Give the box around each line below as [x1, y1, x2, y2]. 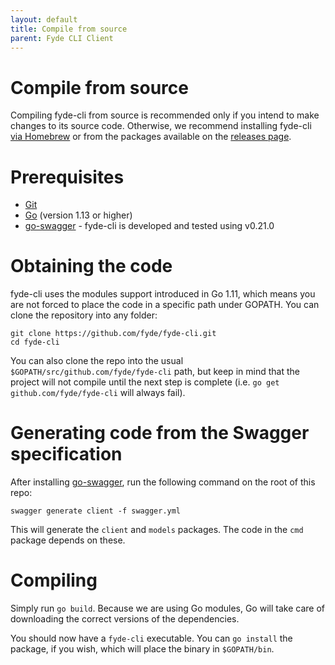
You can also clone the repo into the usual [10, 355, 184, 367]
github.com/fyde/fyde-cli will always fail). [10, 387, 186, 399]
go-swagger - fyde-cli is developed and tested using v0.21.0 [24, 220, 275, 232]
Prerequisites [10, 166, 125, 188]
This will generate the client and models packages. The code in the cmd [10, 524, 304, 536]
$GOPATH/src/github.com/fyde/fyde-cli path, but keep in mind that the [10, 366, 300, 378]
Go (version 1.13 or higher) [24, 209, 133, 221]
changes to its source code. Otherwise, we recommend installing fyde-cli [10, 120, 312, 132]
